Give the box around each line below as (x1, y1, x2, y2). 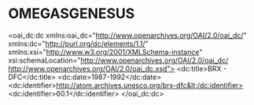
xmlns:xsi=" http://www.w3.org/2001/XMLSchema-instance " (8, 47, 203, 56)
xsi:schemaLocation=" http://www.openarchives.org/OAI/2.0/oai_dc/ (8, 56, 229, 65)
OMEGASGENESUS (8, 5, 135, 23)
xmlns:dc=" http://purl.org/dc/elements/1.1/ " (8, 38, 149, 48)
